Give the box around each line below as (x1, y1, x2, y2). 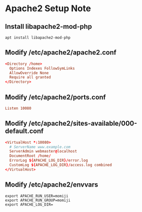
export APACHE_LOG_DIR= (5, 202, 53, 207)
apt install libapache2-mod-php (5, 35, 71, 40)
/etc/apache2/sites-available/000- (28, 119, 138, 128)
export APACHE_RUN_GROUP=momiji (5, 198, 71, 203)
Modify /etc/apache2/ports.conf (5, 93, 106, 101)
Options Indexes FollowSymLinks (9, 66, 75, 71)
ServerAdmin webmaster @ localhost (9, 149, 77, 154)
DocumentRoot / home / (9, 154, 51, 158)
